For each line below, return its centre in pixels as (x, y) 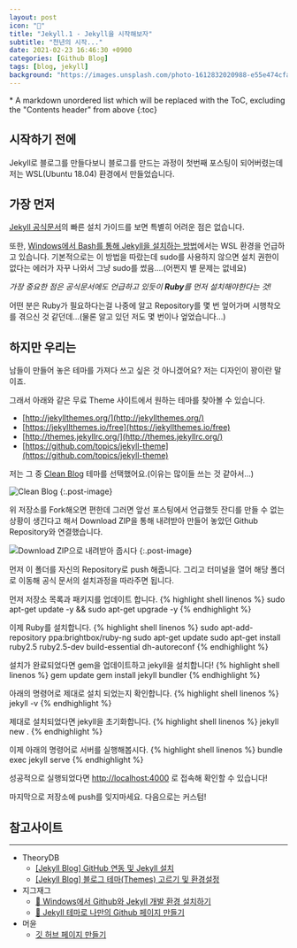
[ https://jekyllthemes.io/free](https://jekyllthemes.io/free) (126, 428)
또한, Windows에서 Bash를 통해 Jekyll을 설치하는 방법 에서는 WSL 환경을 (136, 246)
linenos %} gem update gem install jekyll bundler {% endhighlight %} (135, 675)
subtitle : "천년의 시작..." (56, 42)
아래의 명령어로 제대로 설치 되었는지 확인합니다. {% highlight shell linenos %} (144, 694)
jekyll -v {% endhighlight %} (61, 704)
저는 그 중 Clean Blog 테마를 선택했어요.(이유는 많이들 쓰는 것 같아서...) (132, 474)
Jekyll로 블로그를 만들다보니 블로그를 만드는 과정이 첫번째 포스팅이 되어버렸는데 (146, 162)
